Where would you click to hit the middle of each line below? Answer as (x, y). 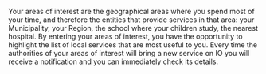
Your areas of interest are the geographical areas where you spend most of (131, 11)
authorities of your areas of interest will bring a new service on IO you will (129, 53)
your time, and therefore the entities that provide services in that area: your (131, 20)
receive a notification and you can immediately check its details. (113, 61)
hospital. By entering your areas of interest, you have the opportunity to (125, 36)
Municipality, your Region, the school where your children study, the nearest (133, 28)
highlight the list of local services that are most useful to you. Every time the (133, 45)
